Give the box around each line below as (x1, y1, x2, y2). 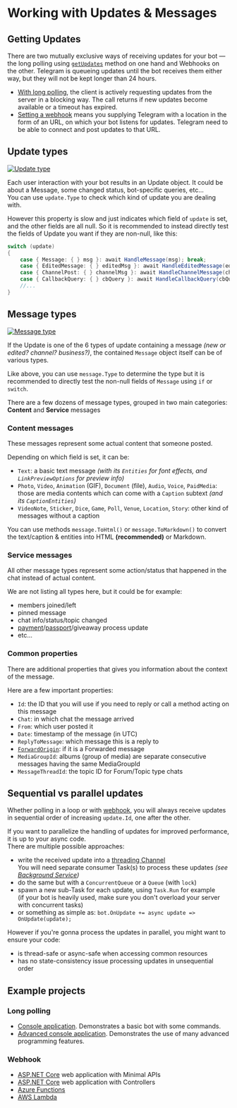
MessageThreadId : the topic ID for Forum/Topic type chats (17, 767, 183, 775)
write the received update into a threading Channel (17, 856, 166, 865)
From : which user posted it (17, 722, 94, 731)
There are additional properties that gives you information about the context (7, 664, 228, 673)
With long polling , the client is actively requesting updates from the (17, 88, 213, 96)
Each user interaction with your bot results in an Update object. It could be (7, 178, 224, 186)
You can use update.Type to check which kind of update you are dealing (7, 193, 217, 202)
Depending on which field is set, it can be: (7, 453, 130, 461)
